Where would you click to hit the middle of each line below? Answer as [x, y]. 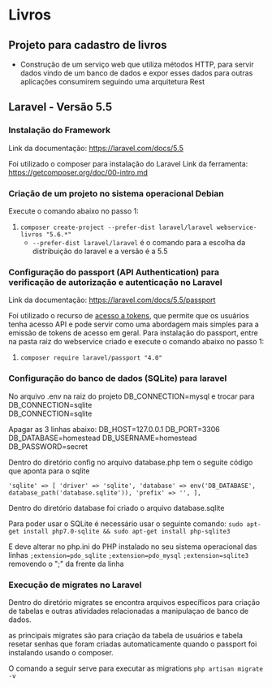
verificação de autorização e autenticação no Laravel [115, 282]
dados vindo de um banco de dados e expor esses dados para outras [136, 73]
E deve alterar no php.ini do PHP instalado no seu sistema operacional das [133, 547]
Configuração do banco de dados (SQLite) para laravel [118, 378]
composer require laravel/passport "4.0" [91, 358]
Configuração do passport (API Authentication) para [114, 272]
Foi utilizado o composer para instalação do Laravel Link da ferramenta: [128, 163]
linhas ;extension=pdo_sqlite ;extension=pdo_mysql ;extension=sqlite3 [129, 555]
